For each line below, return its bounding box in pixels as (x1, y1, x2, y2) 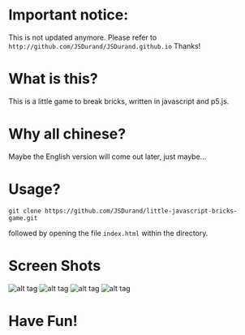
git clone (8, 207, 42, 215)
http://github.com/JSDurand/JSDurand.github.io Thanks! (8, 41, 201, 50)
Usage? (8, 180, 61, 198)
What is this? (8, 70, 99, 88)
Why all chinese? (8, 125, 127, 144)
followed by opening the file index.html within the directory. (8, 228, 208, 238)
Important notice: (8, 6, 129, 24)
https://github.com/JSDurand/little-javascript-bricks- (44, 207, 238, 215)
